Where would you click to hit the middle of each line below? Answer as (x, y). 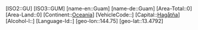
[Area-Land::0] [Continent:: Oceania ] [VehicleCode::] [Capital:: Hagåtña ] (93, 15)
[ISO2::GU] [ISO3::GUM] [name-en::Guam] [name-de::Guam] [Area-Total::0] (99, 9)
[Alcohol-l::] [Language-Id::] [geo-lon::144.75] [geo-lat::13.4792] (84, 21)
